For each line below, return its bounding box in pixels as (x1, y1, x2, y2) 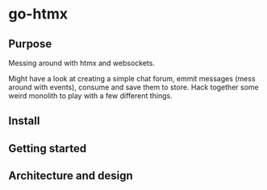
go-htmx (8, 5, 69, 23)
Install (8, 114, 40, 128)
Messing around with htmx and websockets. (8, 58, 156, 68)
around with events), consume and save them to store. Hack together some (8, 82, 260, 92)
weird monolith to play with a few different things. (8, 91, 173, 101)
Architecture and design (8, 169, 133, 183)
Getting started (8, 142, 87, 155)
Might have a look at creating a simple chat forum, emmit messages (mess (8, 74, 256, 83)
